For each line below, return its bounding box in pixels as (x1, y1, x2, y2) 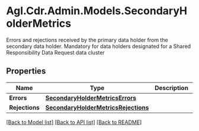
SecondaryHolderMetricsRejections (45, 103, 149, 111)
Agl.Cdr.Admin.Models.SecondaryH (6, 4, 188, 18)
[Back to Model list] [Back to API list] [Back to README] (6, 119, 142, 126)
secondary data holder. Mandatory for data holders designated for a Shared (6, 43, 191, 50)
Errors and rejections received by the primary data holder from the (6, 36, 168, 43)
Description (155, 84, 188, 92)
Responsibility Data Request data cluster (6, 49, 105, 56)
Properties (6, 66, 46, 76)
